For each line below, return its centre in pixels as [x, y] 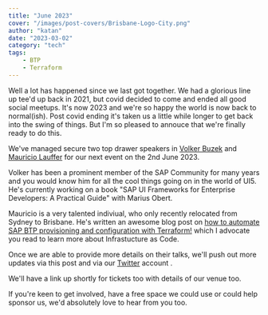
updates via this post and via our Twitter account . [91, 263]
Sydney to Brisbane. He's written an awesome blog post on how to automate [134, 221]
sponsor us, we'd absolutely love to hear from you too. [98, 302]
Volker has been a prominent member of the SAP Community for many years [134, 172]
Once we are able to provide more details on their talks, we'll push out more [132, 254]
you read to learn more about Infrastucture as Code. [94, 239]
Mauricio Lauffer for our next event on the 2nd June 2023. [104, 157]
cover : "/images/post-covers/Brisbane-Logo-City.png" [100, 23]
